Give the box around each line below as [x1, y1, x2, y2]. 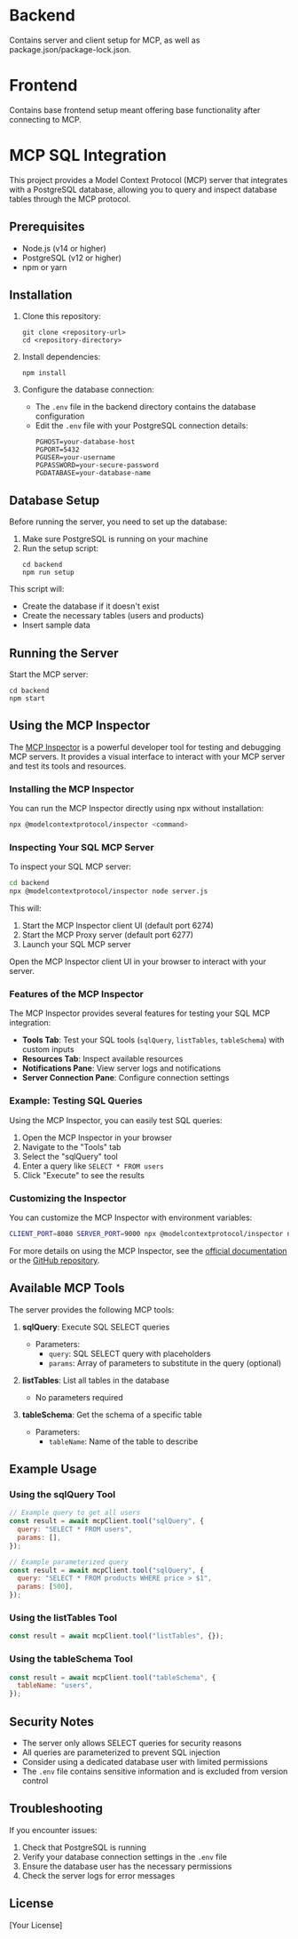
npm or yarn [21, 261, 67, 272]
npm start [9, 694, 46, 703]
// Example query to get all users [9, 1508, 141, 1518]
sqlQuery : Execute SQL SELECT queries [21, 1321, 170, 1332]
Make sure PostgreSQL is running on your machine [21, 534, 208, 545]
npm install [21, 369, 67, 378]
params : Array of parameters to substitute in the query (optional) [48, 1357, 282, 1368]
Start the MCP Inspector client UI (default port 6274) [21, 921, 215, 931]
